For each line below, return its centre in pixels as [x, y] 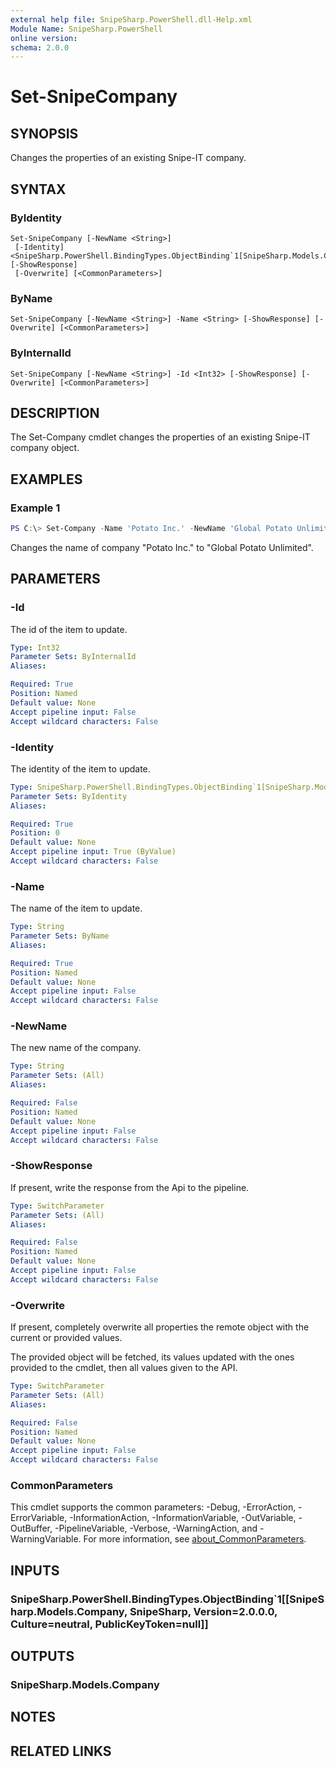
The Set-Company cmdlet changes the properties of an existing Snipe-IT [160, 437]
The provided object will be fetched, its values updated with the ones [152, 1357]
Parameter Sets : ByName [60, 936]
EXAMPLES [46, 479]
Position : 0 [35, 833]
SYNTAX [38, 189]
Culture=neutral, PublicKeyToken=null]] [109, 1624]
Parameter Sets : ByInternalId [73, 657]
